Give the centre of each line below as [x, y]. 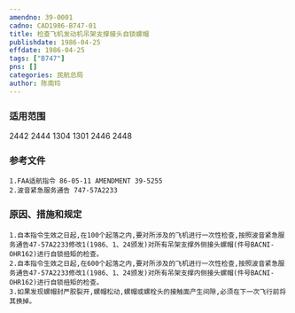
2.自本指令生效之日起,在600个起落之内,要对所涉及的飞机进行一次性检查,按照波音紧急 [144, 263]
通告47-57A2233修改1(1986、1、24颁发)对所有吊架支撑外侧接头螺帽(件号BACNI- [145, 245]
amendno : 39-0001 [41, 17]
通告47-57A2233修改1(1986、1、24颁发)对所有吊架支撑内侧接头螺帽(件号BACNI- [145, 273]
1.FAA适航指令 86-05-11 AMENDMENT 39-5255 [86, 181]
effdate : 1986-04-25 [47, 51]
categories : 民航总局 [47, 75]
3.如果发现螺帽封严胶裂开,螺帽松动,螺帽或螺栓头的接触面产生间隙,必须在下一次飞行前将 [147, 292]
